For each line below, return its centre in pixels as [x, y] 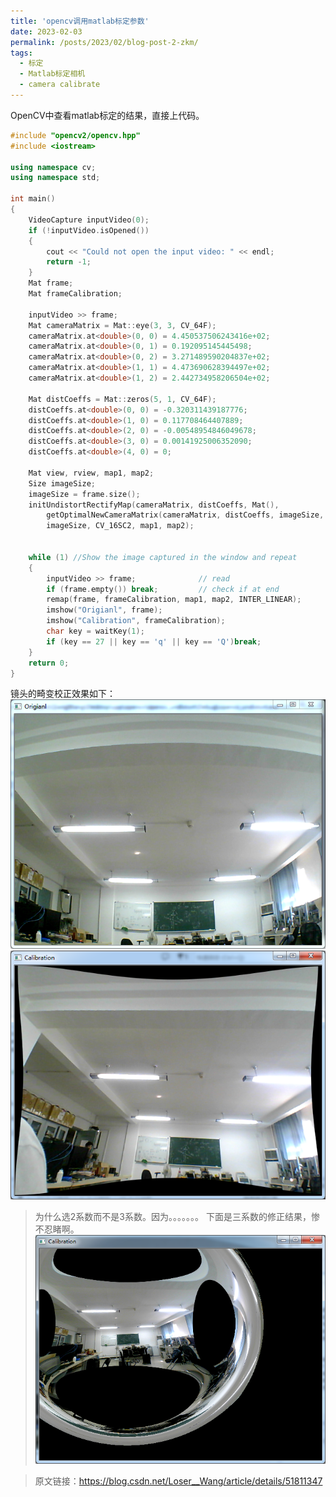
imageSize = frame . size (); [84, 494]
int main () [33, 199]
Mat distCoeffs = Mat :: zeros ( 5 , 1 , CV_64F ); [122, 399]
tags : [21, 53]
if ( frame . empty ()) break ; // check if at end [163, 589]
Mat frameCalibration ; [75, 294]
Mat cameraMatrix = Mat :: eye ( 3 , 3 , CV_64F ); [122, 325]
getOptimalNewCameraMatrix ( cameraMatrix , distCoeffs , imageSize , [185, 515]
